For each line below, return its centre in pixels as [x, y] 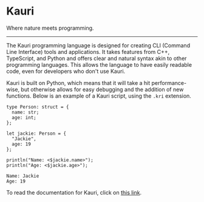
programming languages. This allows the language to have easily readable [99, 64]
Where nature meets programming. [50, 28]
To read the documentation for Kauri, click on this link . [74, 192]
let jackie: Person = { [36, 133]
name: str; [25, 112]
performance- [169, 82]
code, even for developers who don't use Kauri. [66, 71]
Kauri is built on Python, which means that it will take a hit [78, 82]
